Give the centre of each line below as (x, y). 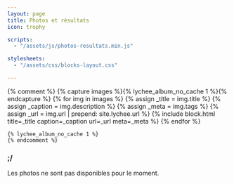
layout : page (26, 14)
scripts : (20, 39)
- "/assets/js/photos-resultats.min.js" (73, 46)
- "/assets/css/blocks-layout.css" (66, 65)
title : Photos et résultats (48, 20)
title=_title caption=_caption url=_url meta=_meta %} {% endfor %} (104, 121)
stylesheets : (26, 59)
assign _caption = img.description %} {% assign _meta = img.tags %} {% (113, 106)
